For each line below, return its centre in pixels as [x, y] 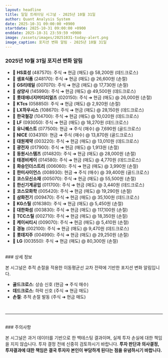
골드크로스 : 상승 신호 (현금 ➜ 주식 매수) [50, 285]
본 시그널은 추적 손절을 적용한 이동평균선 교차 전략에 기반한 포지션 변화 [74, 268]
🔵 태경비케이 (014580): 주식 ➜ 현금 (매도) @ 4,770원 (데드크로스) [76, 160]
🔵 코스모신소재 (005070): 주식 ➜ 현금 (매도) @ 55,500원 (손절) [74, 179]
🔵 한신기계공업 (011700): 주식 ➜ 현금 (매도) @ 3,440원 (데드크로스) [78, 185]
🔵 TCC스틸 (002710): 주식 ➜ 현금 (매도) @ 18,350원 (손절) [70, 216]
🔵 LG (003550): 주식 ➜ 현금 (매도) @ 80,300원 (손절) [65, 241]
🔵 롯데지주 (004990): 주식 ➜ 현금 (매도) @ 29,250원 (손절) [70, 235]
